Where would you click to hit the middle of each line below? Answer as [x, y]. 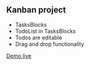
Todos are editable [39, 37]
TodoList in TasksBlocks [45, 31]
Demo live [19, 56]
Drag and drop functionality [50, 44]
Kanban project [36, 10]
